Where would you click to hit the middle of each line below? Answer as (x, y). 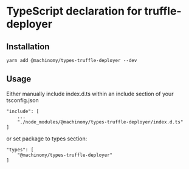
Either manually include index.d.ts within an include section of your (90, 94)
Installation (28, 47)
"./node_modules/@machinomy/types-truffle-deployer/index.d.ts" (100, 122)
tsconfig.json (23, 100)
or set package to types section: (47, 139)
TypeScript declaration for (74, 11)
